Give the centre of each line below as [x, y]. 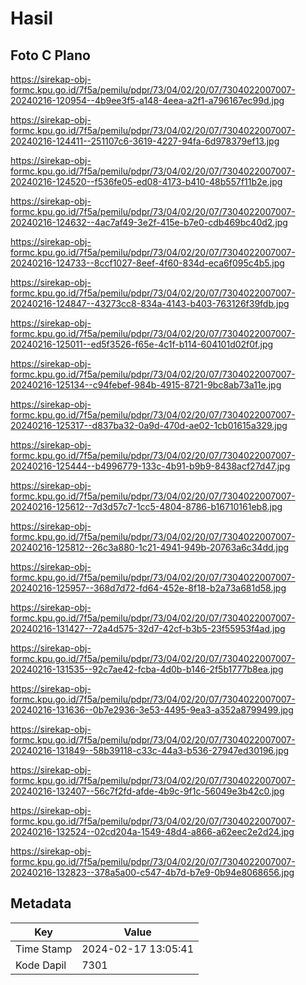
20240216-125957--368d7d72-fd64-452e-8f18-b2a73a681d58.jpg [148, 588]
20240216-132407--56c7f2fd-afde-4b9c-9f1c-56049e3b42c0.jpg [147, 791]
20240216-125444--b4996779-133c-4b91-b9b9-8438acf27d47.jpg [150, 466]
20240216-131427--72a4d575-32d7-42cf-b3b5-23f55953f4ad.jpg [148, 628]
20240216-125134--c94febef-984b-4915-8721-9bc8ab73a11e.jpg [146, 385]
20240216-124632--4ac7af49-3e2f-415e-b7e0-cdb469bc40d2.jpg [149, 222]
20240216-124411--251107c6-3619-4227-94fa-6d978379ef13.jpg [145, 141]
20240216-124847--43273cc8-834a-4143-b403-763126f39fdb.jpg [150, 303]
